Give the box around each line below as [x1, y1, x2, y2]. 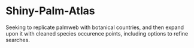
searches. [5, 36, 31, 43]
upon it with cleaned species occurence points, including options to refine [5, 30, 189, 37]
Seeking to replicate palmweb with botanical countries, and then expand [5, 24, 184, 31]
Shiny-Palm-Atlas [5, 4, 95, 18]
